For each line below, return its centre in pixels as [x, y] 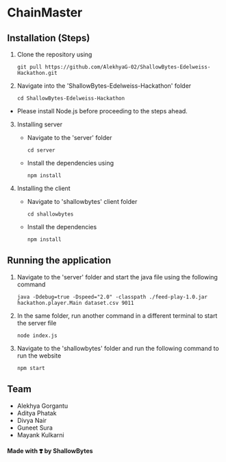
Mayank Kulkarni [40, 435]
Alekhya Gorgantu [42, 406]
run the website [39, 356]
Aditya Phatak [37, 413]
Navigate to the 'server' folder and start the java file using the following [117, 277]
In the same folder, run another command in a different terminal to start [117, 315]
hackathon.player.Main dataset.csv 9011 [75, 303]
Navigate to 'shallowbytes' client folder [82, 201]
